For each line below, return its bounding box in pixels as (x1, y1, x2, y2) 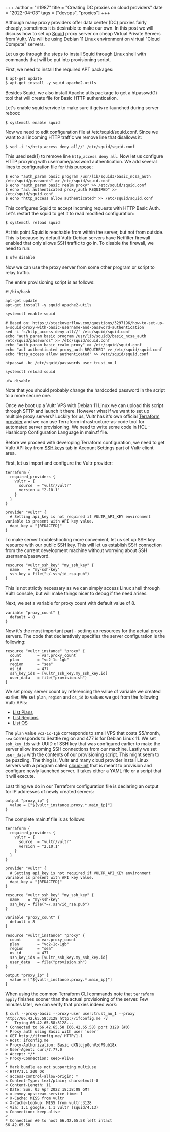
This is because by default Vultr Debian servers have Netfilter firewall (5, 235, 151, 241)
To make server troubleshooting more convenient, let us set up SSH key (5, 537, 156, 542)
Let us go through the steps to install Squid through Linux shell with (5, 51, 146, 57)
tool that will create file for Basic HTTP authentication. (5, 95, 118, 101)
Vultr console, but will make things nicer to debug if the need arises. (5, 590, 148, 596)
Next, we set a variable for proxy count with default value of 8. (5, 600, 136, 606)
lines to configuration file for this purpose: (5, 164, 93, 170)
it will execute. (5, 773, 36, 779)
